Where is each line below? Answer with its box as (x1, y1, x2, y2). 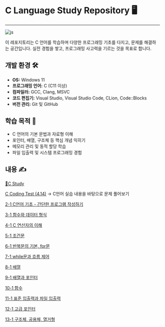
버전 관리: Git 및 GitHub (12, 101, 58, 107)
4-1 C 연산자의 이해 (5, 222, 43, 228)
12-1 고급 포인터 (5, 306, 36, 312)
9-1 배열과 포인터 (5, 275, 38, 281)
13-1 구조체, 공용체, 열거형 (5, 317, 55, 323)
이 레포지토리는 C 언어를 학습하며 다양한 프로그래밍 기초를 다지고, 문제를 (5, 39, 143, 45)
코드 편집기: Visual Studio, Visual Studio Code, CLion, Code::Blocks (12, 95, 147, 101)
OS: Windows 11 (12, 77, 45, 83)
